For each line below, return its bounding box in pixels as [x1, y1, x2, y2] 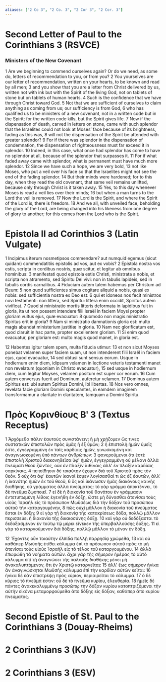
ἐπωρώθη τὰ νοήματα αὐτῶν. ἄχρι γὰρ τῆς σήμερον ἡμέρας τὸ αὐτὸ [5, 551, 147, 557]
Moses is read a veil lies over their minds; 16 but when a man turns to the [5, 190, 154, 196]
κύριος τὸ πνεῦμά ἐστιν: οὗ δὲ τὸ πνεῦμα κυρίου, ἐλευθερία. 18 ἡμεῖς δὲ [5, 578, 155, 584]
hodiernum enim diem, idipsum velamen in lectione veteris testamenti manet [5, 360, 161, 366]
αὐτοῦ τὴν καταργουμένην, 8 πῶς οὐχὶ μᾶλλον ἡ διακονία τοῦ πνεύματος [5, 505, 158, 511]
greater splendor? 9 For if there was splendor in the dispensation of [5, 137, 143, 143]
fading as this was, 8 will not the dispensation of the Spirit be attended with [5, 132, 159, 138]
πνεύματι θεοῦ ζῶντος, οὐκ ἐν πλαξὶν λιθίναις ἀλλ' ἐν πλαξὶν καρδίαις [5, 462, 154, 468]
